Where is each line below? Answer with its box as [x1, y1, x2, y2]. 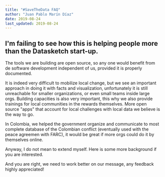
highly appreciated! [5, 166, 44, 173]
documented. [5, 71, 33, 76]
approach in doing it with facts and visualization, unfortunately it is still [5, 85, 148, 91]
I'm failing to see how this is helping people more [5, 39, 159, 47]
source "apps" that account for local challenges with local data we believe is [5, 106, 160, 112]
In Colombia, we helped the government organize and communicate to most [5, 121, 159, 127]
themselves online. [5, 137, 43, 143]
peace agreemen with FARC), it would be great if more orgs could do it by [5, 132, 154, 138]
